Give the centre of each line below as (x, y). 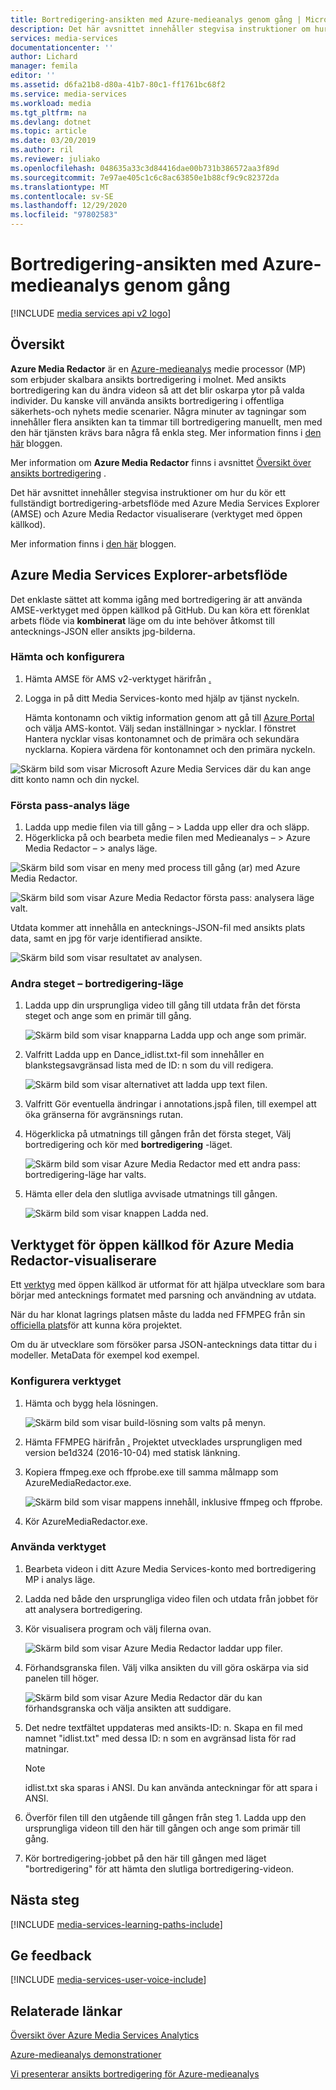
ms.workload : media (51, 103)
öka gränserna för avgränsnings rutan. (103, 1115)
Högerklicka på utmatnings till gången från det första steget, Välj (158, 1134)
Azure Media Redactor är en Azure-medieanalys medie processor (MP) (158, 368)
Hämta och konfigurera (67, 657)
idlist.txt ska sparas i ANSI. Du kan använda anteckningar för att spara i (171, 1787)
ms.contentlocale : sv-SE (62, 196)
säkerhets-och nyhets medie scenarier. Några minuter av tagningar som (158, 411)
